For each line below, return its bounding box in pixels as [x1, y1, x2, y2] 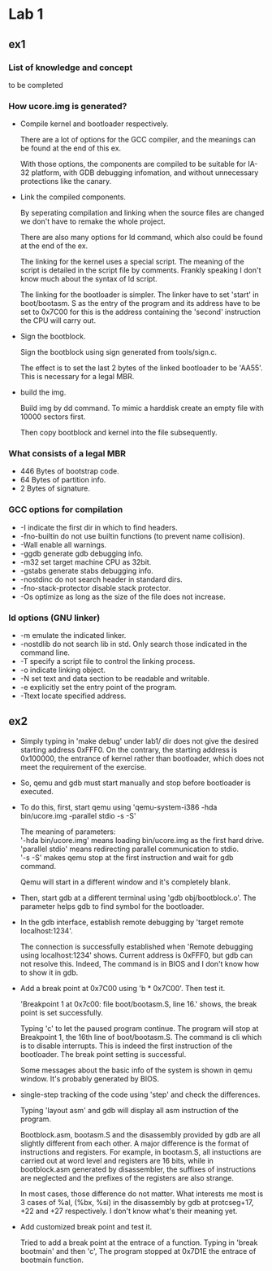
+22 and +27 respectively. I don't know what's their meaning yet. [19, 1206, 238, 1216]
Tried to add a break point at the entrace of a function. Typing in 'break [19, 1238, 258, 1247]
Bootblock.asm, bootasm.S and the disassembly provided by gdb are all [19, 1129, 261, 1139]
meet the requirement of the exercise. [19, 762, 147, 771]
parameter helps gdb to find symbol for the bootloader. [19, 901, 205, 911]
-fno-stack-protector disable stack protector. [19, 583, 171, 592]
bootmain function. [19, 1255, 84, 1264]
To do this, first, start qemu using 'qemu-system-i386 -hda [19, 802, 218, 812]
